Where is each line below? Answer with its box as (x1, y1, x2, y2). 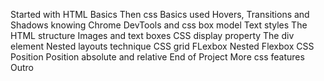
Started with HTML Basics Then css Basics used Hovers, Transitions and (10, 9, 310, 20)
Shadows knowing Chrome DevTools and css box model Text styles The (10, 19, 308, 31)
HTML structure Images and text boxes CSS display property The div (10, 30, 295, 41)
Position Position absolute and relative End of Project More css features (10, 51, 305, 63)
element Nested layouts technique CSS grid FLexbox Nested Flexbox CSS (10, 40, 315, 52)
